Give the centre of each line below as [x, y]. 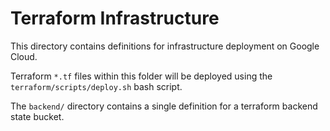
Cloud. [24, 56]
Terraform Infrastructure [115, 18]
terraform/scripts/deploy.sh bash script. [96, 86]
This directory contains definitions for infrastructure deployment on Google [165, 46]
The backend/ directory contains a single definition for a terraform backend [164, 106]
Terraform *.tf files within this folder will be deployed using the [141, 76]
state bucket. [37, 116]
